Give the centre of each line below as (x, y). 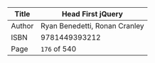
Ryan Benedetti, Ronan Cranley (92, 26)
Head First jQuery (92, 14)
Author (22, 26)
